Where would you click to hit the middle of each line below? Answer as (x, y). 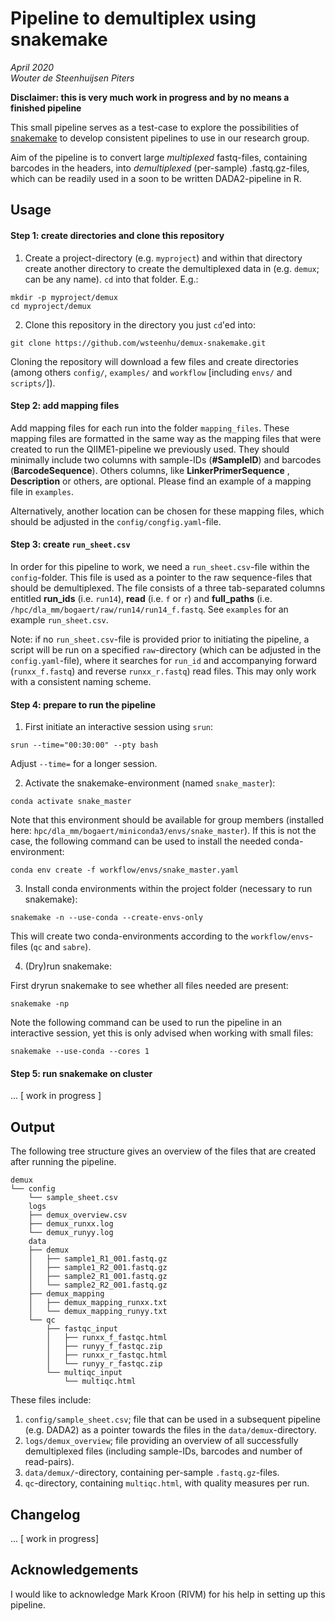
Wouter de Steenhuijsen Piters (72, 78)
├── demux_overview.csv (78, 1215)
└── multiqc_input (84, 1373)
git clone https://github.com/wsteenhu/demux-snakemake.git (138, 343)
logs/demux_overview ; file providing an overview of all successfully (161, 1441)
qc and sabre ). (62, 947)
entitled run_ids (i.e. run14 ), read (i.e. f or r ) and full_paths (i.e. (141, 598)
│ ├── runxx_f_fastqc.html (107, 1338)
